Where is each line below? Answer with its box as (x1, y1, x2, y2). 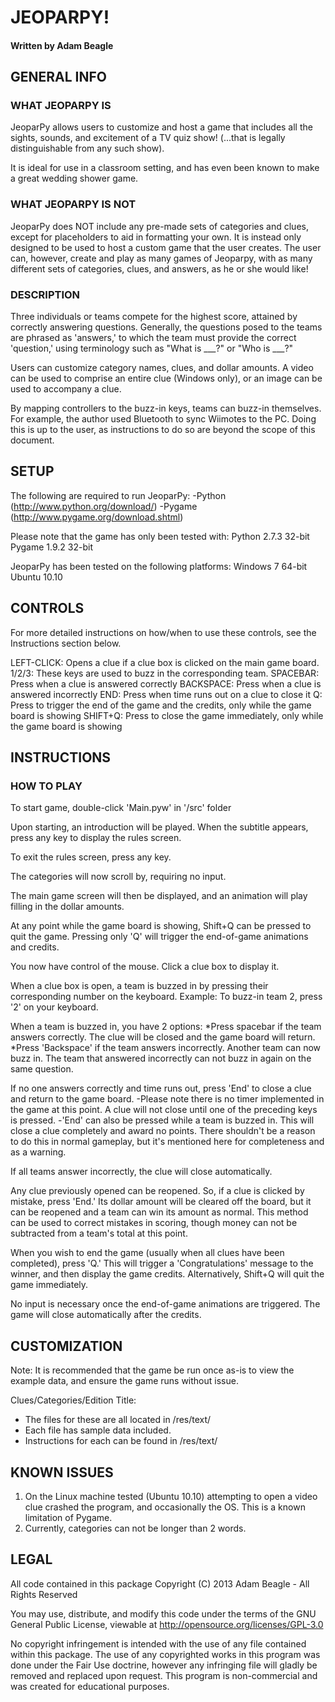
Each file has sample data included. (24, 1424, 172, 1436)
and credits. (10, 941, 60, 953)
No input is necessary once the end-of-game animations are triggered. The (10, 1298, 321, 1310)
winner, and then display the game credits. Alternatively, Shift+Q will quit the (10, 1268, 325, 1280)
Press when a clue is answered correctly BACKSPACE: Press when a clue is (10, 677, 322, 690)
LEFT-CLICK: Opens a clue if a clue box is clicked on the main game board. (10, 656, 320, 668)
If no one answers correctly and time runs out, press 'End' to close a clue (10, 1082, 312, 1095)
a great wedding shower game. (10, 172, 139, 185)
